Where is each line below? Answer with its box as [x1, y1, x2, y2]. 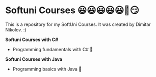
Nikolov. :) [5, 26, 27, 32]
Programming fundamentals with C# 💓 [12, 46, 93, 52]
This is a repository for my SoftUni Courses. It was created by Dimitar [5, 21, 151, 27]
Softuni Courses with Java [5, 56, 63, 62]
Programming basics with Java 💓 [12, 66, 82, 72]
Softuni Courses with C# [5, 36, 59, 43]
